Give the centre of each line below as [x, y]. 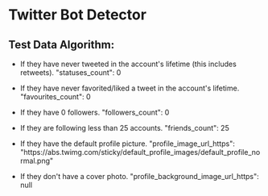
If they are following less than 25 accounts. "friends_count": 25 [124, 128]
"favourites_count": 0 [55, 97]
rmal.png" [37, 161]
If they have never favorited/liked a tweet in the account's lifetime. [130, 88]
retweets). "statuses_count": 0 [70, 73]
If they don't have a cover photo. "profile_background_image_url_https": [139, 176]
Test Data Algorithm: [62, 45]
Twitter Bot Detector [78, 15]
